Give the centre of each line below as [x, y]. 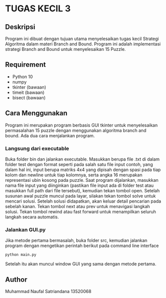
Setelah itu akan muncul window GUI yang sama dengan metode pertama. [81, 264]
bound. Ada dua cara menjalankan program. [50, 135]
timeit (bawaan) [28, 92]
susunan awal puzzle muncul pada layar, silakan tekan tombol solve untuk [81, 196]
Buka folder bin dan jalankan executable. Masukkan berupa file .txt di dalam [83, 159]
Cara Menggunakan [36, 113]
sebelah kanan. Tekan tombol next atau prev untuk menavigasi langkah [78, 206]
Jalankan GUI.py [26, 229]
